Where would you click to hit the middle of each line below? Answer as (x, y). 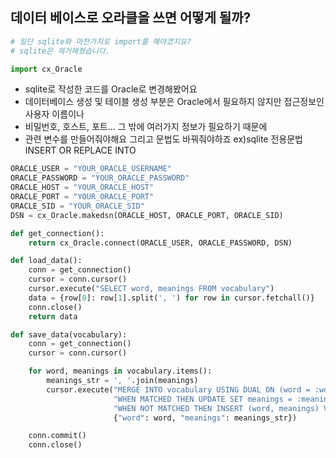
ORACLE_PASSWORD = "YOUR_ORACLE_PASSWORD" (100, 178)
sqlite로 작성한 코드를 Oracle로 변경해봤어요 (111, 89)
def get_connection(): (57, 233)
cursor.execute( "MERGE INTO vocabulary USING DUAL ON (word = (178, 389)
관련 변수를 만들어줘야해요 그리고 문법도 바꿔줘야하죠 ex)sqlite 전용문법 (163, 139)
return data (53, 316)
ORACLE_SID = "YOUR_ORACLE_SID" (77, 206)
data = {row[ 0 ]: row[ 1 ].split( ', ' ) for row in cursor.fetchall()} (171, 298)
